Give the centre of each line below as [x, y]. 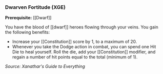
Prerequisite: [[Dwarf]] [28, 18]
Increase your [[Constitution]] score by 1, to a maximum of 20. [74, 42]
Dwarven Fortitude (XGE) [35, 7]
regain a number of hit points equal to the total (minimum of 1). [75, 57]
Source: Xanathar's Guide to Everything [45, 66]
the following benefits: [28, 32]
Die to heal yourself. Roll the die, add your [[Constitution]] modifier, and [84, 52]
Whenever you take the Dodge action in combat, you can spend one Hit [84, 47]
